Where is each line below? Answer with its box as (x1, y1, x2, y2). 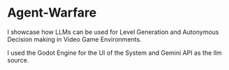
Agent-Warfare (7, 5, 97, 21)
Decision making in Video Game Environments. (7, 35, 142, 43)
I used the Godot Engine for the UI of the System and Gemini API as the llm (7, 49, 222, 57)
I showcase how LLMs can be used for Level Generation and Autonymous (7, 28, 219, 36)
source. (7, 55, 29, 64)
